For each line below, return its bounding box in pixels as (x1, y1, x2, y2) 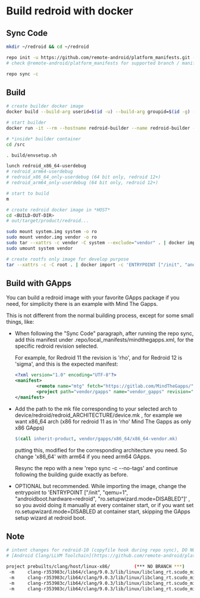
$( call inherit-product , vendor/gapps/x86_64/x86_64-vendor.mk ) (14, 436, 178, 441)
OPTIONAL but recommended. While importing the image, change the (14, 482, 186, 489)
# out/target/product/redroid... (6, 218, 89, 224)
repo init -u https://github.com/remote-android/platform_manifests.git (6, 54, 190, 60)
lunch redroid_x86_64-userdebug (6, 163, 86, 169)
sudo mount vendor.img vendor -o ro (6, 234, 97, 240)
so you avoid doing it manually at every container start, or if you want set (14, 501, 194, 508)
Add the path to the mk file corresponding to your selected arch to (14, 405, 177, 412)
